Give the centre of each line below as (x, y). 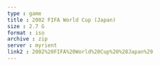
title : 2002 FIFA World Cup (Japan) (62, 20)
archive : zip (28, 39)
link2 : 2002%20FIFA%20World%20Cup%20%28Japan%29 (80, 52)
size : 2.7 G (26, 26)
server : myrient (32, 45)
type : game (24, 13)
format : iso (26, 33)
